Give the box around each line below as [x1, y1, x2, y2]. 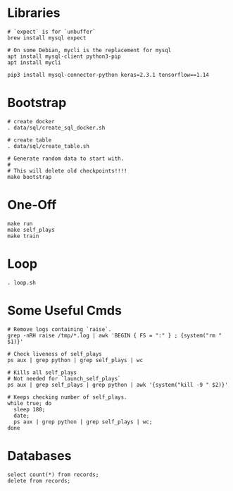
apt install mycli [7, 58, 61, 66]
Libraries [7, 5, 61, 21]
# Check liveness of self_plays [7, 350, 102, 357]
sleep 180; [13, 406, 46, 413]
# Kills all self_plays [7, 368, 77, 376]
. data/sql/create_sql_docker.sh [7, 124, 106, 131]
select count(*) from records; [7, 471, 99, 478]
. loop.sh [7, 279, 37, 286]
